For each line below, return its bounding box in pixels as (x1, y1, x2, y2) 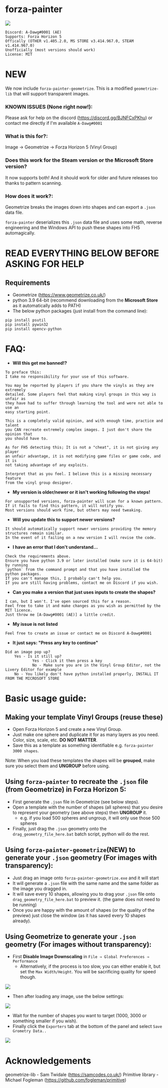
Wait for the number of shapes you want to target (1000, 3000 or (12, 1013, 147, 1019)
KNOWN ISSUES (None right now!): (5, 103, 93, 110)
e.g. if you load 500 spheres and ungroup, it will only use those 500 (20, 815, 160, 821)
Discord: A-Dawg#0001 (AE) (5, 29, 62, 35)
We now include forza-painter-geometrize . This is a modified (5, 85, 133, 91)
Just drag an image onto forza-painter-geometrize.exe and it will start (12, 875, 159, 881)
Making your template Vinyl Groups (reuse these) (5, 713, 163, 721)
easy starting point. (5, 410, 51, 415)
